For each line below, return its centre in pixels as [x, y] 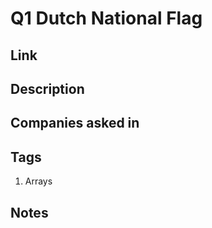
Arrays [38, 181]
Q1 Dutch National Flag [106, 18]
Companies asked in [75, 123]
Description [47, 88]
